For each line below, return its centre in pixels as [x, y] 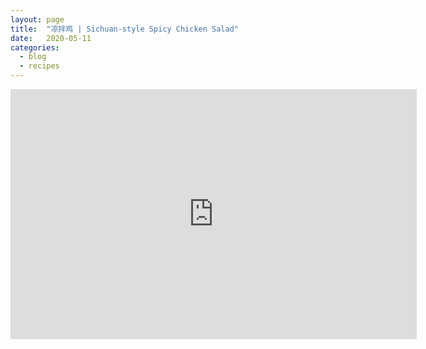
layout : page [37, 19]
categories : [35, 47]
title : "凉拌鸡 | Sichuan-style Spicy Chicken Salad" [125, 29]
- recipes [39, 66]
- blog [33, 57]
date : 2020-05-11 [51, 38]
